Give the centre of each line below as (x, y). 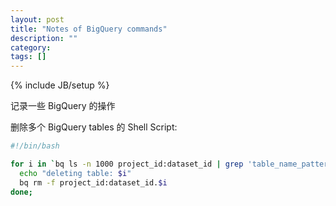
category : (31, 47)
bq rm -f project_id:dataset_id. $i (93, 182)
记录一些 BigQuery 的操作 (63, 106)
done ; (21, 192)
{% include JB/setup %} (60, 85)
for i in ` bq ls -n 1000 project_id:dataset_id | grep (127, 164)
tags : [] (28, 57)
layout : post (37, 19)
